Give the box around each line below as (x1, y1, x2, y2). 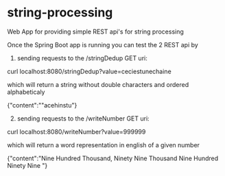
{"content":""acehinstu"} (7, 101, 78, 109)
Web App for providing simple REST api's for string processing (7, 27, 184, 36)
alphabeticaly (7, 88, 45, 96)
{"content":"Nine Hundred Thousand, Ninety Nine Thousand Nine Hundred (7, 154, 219, 162)
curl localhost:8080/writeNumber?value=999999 (7, 127, 146, 136)
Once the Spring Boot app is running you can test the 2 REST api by (7, 40, 199, 49)
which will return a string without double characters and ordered (7, 80, 189, 88)
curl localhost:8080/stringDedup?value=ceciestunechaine (7, 67, 171, 75)
